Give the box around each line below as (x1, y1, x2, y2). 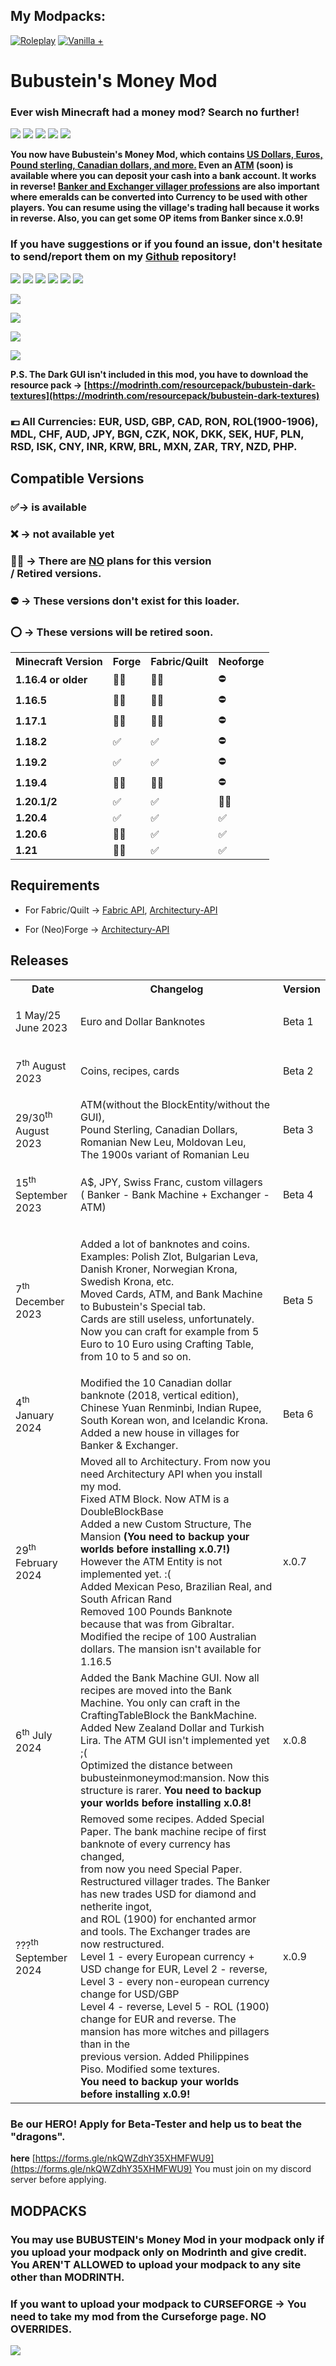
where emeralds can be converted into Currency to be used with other (10, 191, 308, 203)
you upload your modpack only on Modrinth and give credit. (10, 2245, 307, 2259)
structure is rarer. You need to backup (80, 1784, 262, 1798)
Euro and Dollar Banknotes (80, 1014, 206, 1028)
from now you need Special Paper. (80, 1862, 243, 1876)
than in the (80, 2037, 131, 2051)
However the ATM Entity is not (80, 1555, 223, 1569)
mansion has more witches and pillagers (80, 2025, 270, 2039)
